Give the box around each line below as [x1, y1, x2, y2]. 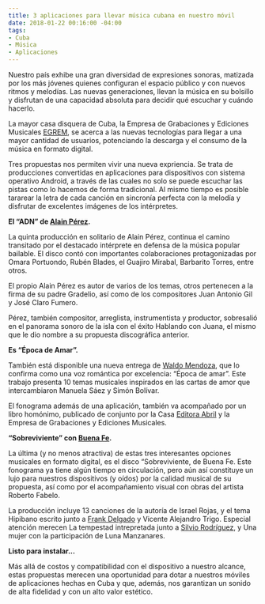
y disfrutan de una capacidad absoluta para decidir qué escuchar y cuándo [8, 96, 254, 104]
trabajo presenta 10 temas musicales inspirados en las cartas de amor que [8, 377, 251, 387]
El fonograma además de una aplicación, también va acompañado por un [8, 401, 247, 410]
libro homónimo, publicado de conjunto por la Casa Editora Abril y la [8, 410, 230, 419]
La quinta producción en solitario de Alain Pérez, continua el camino [8, 232, 230, 241]
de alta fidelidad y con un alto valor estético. [8, 587, 153, 596]
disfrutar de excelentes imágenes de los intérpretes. [8, 202, 178, 210]
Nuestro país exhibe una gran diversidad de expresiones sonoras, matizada [8, 70, 255, 79]
